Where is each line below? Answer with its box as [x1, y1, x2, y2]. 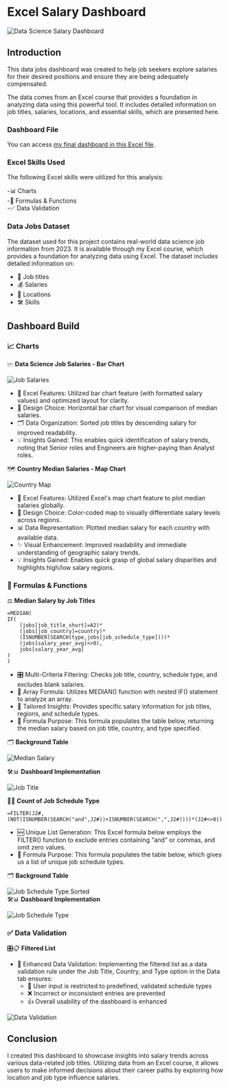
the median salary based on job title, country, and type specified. [16, 724, 201, 732]
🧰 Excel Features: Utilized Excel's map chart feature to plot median [16, 494, 206, 502]
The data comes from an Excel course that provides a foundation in [7, 93, 198, 101]
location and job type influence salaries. [7, 1073, 120, 1081]
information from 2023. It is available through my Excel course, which [7, 245, 204, 253]
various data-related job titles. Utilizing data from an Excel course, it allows [7, 1058, 219, 1067]
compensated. [7, 80, 48, 88]
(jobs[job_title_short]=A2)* [19, 621, 103, 629]
